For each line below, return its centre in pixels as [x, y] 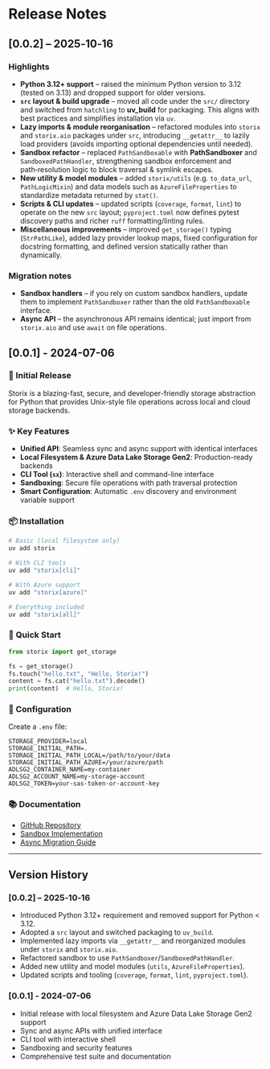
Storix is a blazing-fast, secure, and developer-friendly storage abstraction [132, 393]
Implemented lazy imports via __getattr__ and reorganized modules [133, 941]
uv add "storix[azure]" [48, 592]
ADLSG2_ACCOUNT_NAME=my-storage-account [77, 777]
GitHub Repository [51, 824]
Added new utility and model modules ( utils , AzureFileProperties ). [132, 967]
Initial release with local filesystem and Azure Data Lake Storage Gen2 [136, 1013]
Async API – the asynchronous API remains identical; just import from [135, 319]
